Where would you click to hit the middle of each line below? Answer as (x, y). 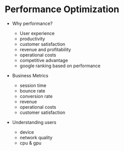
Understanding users (34, 122)
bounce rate (32, 90)
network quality (36, 137)
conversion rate (36, 96)
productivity (32, 39)
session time (33, 85)
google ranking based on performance (60, 66)
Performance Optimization (62, 9)
